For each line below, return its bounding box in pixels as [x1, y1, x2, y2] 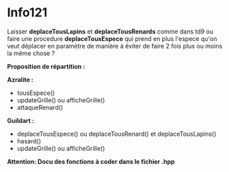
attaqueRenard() [16, 103, 64, 111]
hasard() [16, 137, 42, 145]
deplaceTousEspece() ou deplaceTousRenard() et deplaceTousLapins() [16, 130, 217, 138]
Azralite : [7, 75, 34, 83]
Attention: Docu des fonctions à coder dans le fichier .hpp [7, 157, 176, 165]
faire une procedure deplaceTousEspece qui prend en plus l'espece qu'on [7, 34, 217, 42]
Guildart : [7, 116, 34, 124]
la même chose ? [7, 49, 55, 57]
